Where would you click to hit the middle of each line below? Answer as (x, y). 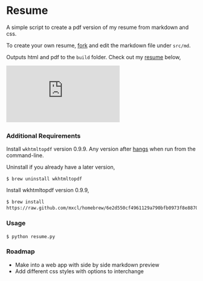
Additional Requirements (43, 135)
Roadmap (21, 251)
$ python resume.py (31, 236)
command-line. (25, 155)
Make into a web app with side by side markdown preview (87, 265)
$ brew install (25, 202)
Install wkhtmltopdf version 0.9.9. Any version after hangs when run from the (101, 149)
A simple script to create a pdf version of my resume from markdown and (98, 27)
